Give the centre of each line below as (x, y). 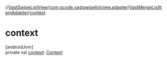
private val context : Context (34, 52)
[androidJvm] (19, 47)
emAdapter (17, 13)
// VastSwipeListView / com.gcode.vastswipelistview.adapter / (67, 7)
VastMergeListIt (146, 7)
